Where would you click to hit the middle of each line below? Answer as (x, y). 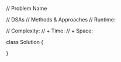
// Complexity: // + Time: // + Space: (50, 31)
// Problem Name (27, 8)
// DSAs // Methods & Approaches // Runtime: (61, 19)
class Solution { (25, 42)
